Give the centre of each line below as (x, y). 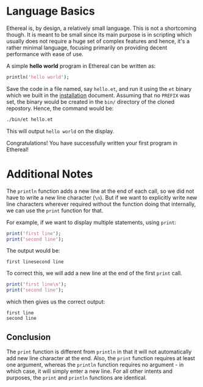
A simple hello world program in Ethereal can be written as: (81, 66)
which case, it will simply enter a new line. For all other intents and (89, 371)
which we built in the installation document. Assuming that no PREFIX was (98, 95)
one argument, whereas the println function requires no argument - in (95, 364)
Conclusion (29, 337)
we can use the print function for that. (55, 210)
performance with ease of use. (45, 54)
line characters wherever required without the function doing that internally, (101, 204)
